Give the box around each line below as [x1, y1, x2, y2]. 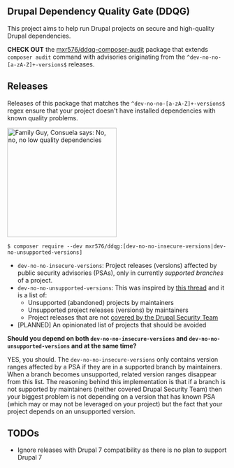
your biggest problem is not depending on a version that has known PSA [7, 392, 216, 401]
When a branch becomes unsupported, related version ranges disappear [7, 370, 217, 378]
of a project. [17, 276, 53, 284]
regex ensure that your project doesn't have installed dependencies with [7, 106, 216, 115]
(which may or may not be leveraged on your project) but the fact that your [7, 399, 223, 408]
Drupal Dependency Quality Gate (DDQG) [7, 6, 190, 17]
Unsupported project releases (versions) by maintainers [27, 306, 189, 314]
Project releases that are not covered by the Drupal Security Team [27, 313, 219, 321]
